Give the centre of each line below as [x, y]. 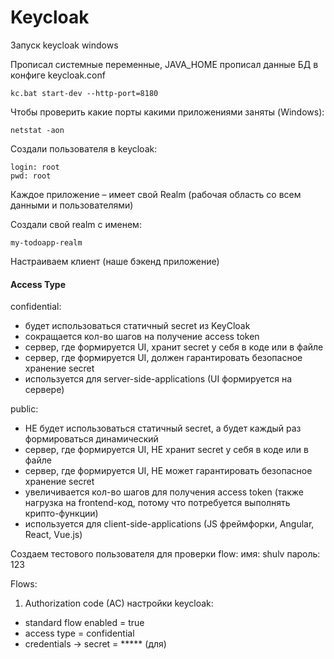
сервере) [44, 390]
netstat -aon [37, 130]
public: [24, 409]
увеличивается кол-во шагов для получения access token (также [164, 492]
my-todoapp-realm [46, 242]
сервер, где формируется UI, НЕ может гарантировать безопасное [168, 471]
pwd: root [31, 176]
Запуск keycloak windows [64, 45]
